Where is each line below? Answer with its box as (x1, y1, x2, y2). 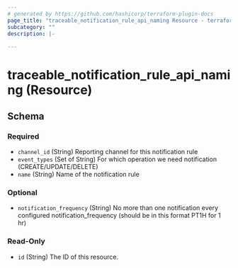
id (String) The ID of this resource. (17, 252, 119, 261)
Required (7, 132, 40, 141)
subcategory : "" (7, 23, 55, 30)
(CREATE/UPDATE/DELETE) (17, 163, 98, 170)
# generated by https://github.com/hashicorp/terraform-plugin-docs (7, 10, 214, 18)
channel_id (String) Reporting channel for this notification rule (17, 148, 198, 156)
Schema (7, 110, 45, 122)
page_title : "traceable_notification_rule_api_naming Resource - (7, 17, 204, 24)
